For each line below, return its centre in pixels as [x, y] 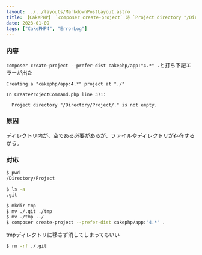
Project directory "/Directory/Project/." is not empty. [84, 105]
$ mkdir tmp [21, 206]
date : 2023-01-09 [28, 23]
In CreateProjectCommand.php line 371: [56, 94]
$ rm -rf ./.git [26, 246]
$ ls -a [16, 189]
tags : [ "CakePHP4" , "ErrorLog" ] [47, 29]
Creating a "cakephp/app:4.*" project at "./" [66, 84]
